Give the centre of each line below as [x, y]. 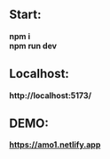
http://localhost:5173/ [50, 95]
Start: [25, 15]
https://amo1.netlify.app [55, 145]
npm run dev [33, 46]
